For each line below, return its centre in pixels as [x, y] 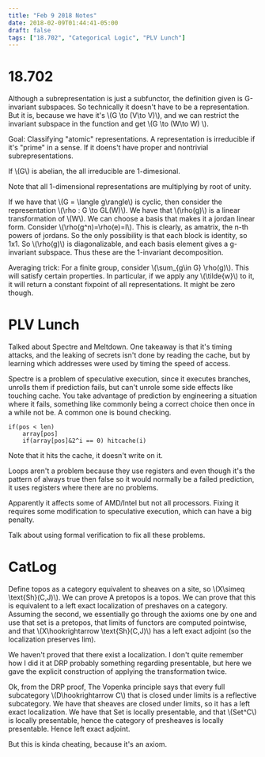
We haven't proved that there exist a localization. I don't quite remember [126, 655]
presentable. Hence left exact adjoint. [69, 729]
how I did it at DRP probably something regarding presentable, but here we [130, 663]
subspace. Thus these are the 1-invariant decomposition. [131, 252]
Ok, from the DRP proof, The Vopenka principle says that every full [117, 687]
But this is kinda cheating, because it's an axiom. [88, 744]
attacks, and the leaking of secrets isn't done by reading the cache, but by [129, 355]
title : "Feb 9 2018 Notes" [53, 15]
